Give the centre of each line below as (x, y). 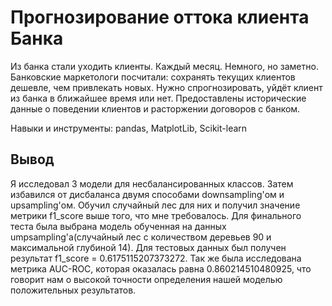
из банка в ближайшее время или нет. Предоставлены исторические (158, 98)
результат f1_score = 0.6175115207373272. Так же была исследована (156, 258)
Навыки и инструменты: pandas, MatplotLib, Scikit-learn (129, 128)
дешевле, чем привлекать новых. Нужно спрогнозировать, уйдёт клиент (166, 87)
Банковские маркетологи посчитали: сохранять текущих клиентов (153, 77)
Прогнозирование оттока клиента (160, 17)
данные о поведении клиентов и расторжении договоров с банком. (155, 108)
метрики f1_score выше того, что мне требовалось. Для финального (156, 215)
